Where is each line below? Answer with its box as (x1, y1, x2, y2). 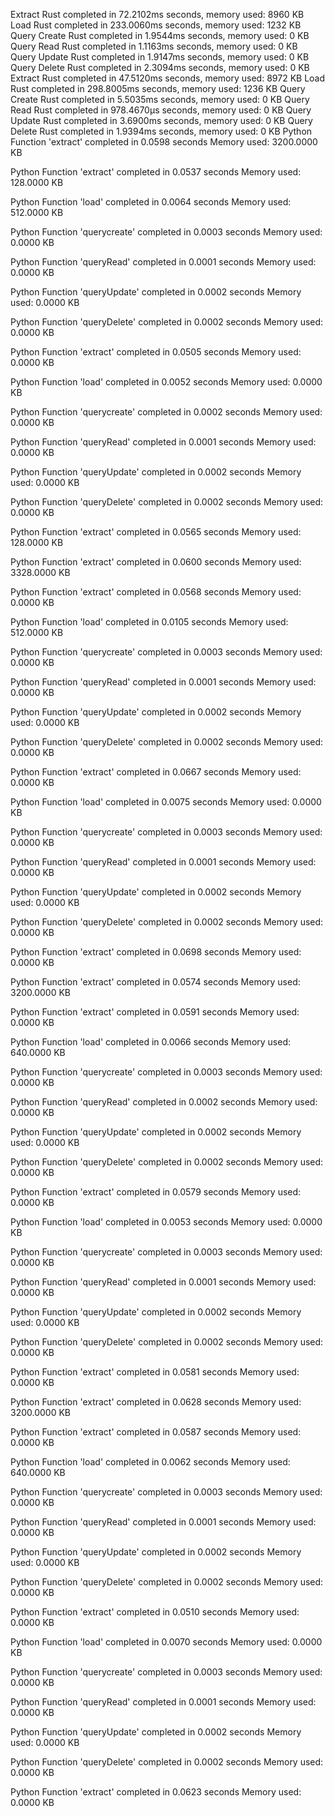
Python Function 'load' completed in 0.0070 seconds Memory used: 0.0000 (10, 1636, 323, 1648)
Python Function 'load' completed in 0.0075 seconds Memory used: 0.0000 (10, 796, 322, 808)
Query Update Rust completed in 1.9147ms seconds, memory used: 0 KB (10, 51, 310, 63)
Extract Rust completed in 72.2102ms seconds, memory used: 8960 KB (10, 9, 305, 20)
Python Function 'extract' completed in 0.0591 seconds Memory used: (10, 1006, 300, 1018)
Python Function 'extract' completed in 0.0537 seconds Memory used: (10, 166, 302, 178)
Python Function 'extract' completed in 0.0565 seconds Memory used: (10, 526, 302, 538)
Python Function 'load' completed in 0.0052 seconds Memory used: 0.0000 (10, 376, 323, 388)
